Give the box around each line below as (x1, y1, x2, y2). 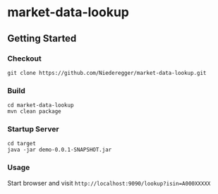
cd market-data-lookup (7, 102, 74, 109)
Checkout (7, 54, 42, 63)
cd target (7, 140, 37, 147)
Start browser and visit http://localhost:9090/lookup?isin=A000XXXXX (7, 178, 211, 187)
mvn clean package (7, 108, 61, 115)
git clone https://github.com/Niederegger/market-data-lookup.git (7, 69, 207, 76)
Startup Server (7, 124, 59, 134)
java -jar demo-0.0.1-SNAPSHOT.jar (7, 146, 112, 154)
